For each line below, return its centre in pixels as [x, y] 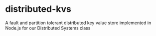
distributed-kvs [38, 9]
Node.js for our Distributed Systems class [48, 28]
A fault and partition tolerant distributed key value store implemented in [78, 23]
